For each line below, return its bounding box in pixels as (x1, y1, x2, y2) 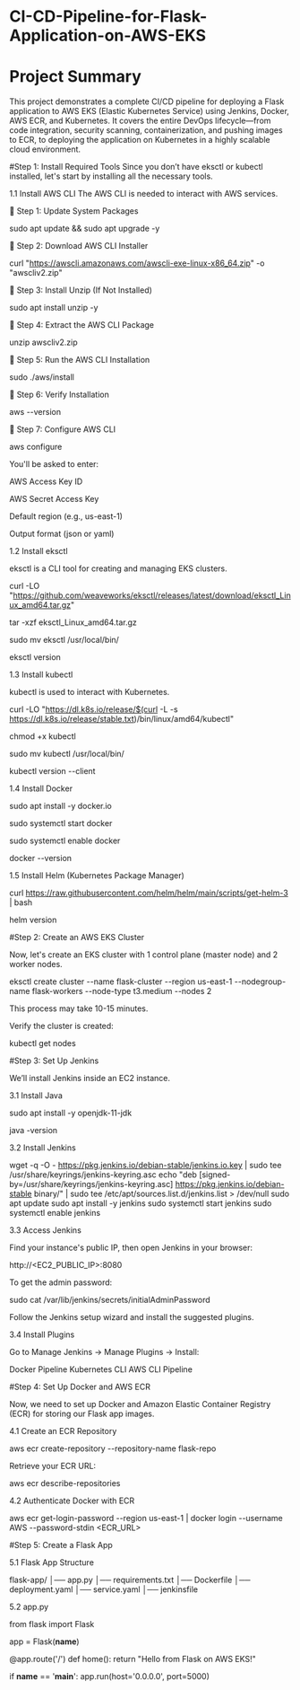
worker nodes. (9, 959, 63, 970)
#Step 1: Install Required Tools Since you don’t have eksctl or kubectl (9, 162, 263, 172)
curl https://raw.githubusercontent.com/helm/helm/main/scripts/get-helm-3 (9, 887, 288, 899)
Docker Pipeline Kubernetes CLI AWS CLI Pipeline (9, 1364, 193, 1375)
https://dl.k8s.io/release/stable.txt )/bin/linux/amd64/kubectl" (9, 714, 235, 725)
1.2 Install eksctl (9, 546, 69, 557)
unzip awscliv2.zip (9, 337, 78, 348)
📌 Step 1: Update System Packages (9, 206, 139, 216)
